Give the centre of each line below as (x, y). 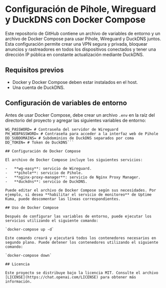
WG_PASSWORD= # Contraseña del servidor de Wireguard (62, 129)
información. (19, 282)
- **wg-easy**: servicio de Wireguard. (49, 168)
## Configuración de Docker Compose (43, 151)
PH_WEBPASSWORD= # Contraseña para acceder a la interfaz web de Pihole (82, 134)
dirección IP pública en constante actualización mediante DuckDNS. (75, 54)
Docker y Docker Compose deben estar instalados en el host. (75, 82)
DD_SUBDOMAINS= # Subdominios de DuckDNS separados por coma (70, 138)
